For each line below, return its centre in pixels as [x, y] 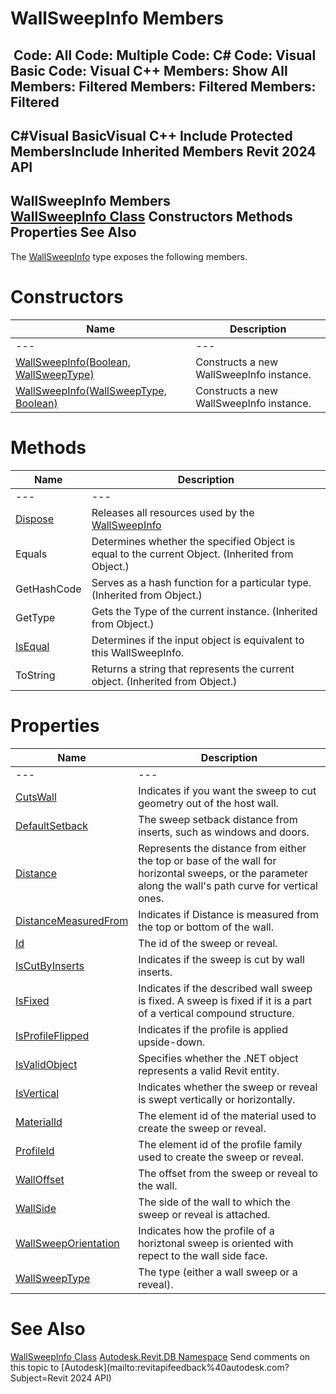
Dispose [35, 519]
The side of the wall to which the [214, 1202]
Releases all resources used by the [173, 512]
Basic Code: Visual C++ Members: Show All [149, 70]
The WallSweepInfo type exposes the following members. [129, 256]
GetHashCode [48, 589]
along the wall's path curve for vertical [228, 885]
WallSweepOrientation [67, 1243]
